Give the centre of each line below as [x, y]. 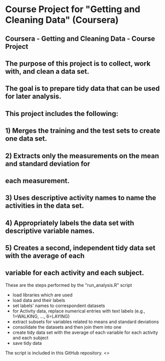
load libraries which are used [43, 295]
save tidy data [27, 343]
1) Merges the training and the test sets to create [83, 131]
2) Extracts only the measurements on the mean [82, 156]
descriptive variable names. [50, 231]
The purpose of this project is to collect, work [78, 63]
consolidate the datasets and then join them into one [67, 327]
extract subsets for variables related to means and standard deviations [86, 322]
